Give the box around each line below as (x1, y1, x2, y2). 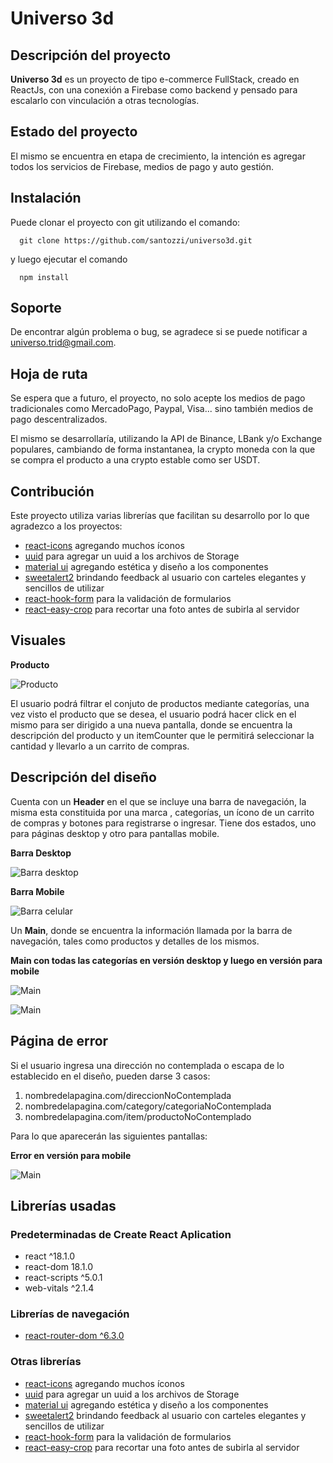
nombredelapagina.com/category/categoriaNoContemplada (24, 1100, 272, 1112)
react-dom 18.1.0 (24, 1261, 93, 1273)
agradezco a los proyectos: (10, 520, 123, 532)
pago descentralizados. (10, 413, 108, 426)
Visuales (10, 632, 67, 649)
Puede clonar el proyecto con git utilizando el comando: (10, 216, 241, 228)
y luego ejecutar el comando (10, 253, 128, 265)
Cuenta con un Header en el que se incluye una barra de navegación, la (10, 795, 307, 807)
